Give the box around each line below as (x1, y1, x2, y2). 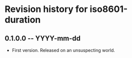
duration (4, 14, 41, 25)
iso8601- (89, 3, 128, 15)
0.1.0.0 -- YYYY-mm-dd (4, 34, 81, 42)
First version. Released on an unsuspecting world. (11, 47, 115, 53)
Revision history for (4, 3, 88, 15)
